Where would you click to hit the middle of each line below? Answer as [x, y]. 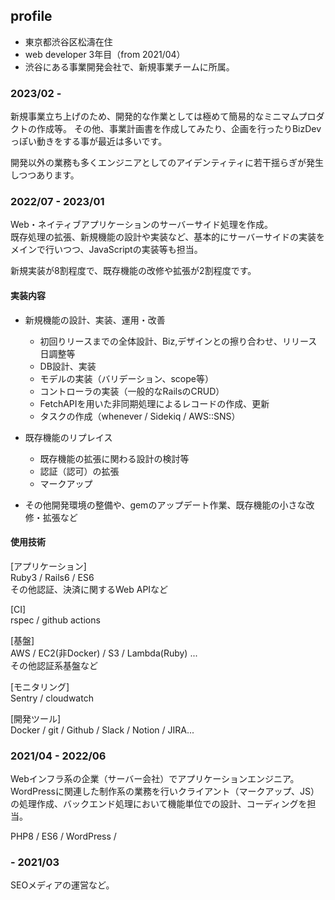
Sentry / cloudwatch [52, 698]
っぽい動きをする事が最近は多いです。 [89, 141]
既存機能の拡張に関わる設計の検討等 [114, 458]
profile [31, 16]
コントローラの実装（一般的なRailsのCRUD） [132, 391]
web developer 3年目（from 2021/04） [105, 54]
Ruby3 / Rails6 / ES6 [52, 577]
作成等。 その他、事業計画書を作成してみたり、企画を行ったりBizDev [179, 129]
